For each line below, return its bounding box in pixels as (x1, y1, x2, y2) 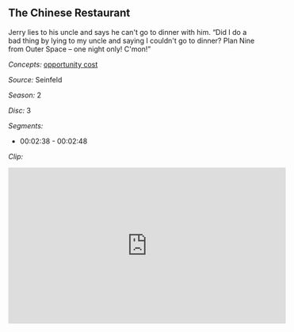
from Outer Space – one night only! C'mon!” (8, 44, 151, 54)
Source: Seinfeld (8, 74, 63, 84)
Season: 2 (8, 90, 42, 100)
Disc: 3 (8, 105, 32, 115)
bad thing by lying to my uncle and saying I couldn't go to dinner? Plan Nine (8, 36, 255, 45)
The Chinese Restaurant (8, 6, 131, 20)
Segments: (8, 120, 44, 130)
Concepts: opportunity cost (8, 59, 98, 69)
